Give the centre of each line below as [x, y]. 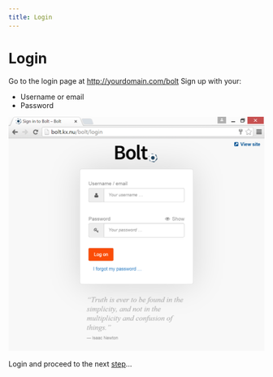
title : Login [30, 17]
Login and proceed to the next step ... [70, 364]
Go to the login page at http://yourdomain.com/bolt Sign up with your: [125, 80]
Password [37, 105]
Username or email [52, 97]
